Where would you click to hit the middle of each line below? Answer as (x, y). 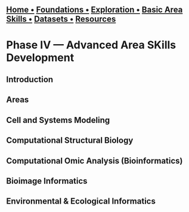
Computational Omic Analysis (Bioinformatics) (94, 161)
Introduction (30, 79)
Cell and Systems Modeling (58, 120)
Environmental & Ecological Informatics (81, 202)
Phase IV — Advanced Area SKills (91, 45)
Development (40, 58)
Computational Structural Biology (70, 141)
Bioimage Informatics (47, 181)
